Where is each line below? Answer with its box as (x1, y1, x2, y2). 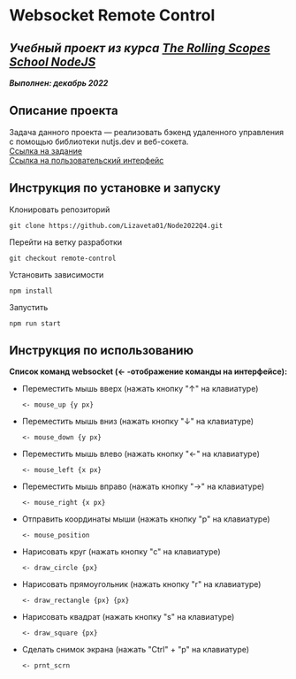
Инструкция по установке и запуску (9, 180, 221, 195)
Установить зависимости (9, 269, 104, 279)
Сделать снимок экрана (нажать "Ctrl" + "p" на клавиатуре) (21, 645, 250, 655)
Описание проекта (9, 103, 118, 118)
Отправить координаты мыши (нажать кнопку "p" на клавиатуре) (21, 514, 271, 524)
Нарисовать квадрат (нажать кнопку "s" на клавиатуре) (21, 612, 235, 622)
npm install (9, 286, 53, 295)
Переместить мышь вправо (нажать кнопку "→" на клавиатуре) (21, 481, 265, 492)
